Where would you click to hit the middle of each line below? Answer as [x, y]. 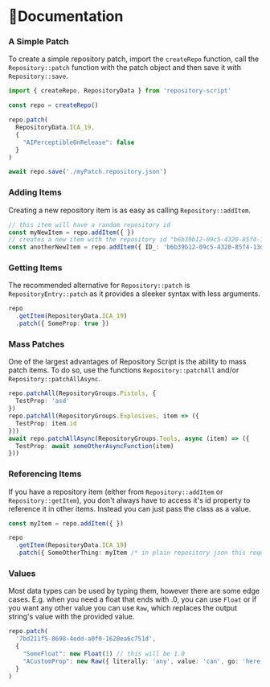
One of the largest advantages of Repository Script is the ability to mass [127, 362]
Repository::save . [38, 76]
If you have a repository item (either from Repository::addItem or [116, 492]
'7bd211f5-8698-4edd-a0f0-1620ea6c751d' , [86, 639]
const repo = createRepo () [53, 105]
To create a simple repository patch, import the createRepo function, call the [134, 59]
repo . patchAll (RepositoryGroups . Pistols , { [82, 393]
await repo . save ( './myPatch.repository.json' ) [88, 172]
